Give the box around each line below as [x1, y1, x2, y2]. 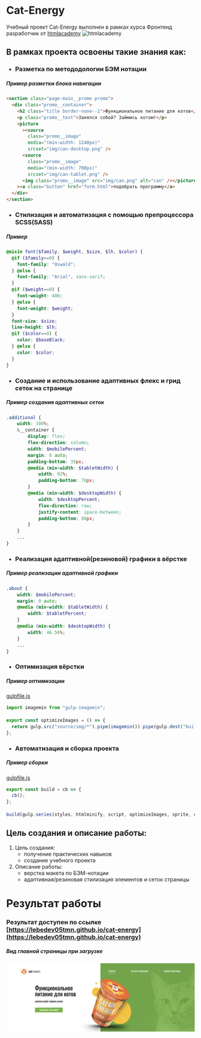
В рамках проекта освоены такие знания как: [6, 47, 187, 57]
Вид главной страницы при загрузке [6, 948, 103, 955]
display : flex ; [28, 433, 66, 439]
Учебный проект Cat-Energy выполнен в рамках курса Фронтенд [6, 23, 172, 30]
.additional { [6, 414, 42, 420]
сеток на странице [14, 384, 73, 392]
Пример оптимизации [6, 677, 65, 685]
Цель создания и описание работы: [6, 828, 147, 838]
